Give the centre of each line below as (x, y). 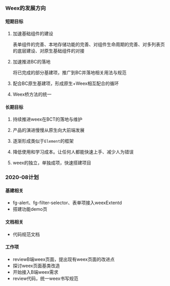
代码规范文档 (26, 234)
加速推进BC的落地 (32, 62)
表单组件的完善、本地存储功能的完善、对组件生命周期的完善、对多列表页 (89, 45)
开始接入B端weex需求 (35, 272)
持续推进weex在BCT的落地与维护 (47, 119)
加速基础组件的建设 (33, 34)
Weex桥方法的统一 (32, 94)
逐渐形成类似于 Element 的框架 (43, 141)
